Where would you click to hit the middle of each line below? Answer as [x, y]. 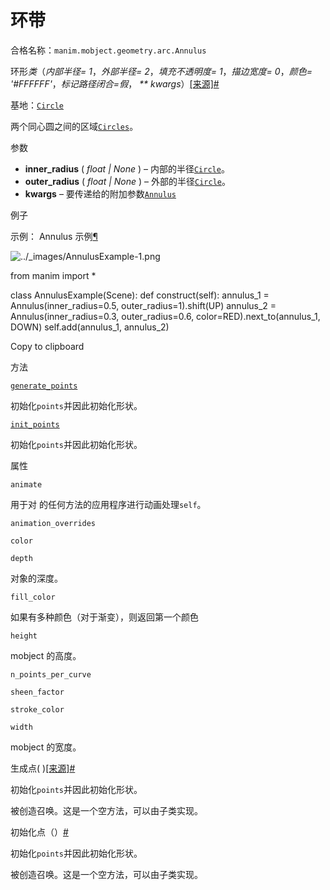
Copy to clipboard [47, 346]
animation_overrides [53, 523]
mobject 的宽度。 [46, 747]
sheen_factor [37, 692]
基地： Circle [37, 105]
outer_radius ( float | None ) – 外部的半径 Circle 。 [127, 181]
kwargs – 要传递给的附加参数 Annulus [100, 193]
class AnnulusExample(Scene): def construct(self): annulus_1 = [140, 295]
